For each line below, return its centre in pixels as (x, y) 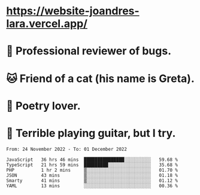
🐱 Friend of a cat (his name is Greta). (100, 78)
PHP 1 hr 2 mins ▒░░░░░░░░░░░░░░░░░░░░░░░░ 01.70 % (92, 170)
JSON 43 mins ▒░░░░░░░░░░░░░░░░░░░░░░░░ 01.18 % (92, 175)
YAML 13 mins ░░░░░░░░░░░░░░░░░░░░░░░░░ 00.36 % (92, 186)
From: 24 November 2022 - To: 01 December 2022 (67, 149)
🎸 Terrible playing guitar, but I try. (91, 133)
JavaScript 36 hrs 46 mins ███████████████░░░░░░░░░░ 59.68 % (92, 160)
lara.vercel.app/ (47, 24)
